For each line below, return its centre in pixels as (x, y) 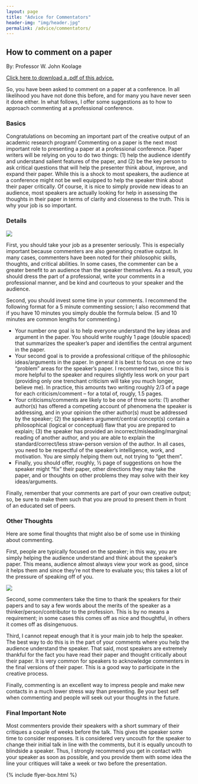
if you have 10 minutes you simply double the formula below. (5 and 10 (92, 313)
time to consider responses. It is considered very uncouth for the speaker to (99, 738)
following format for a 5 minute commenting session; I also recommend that (98, 306)
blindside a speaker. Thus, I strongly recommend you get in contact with (94, 751)
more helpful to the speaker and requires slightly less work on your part (102, 375)
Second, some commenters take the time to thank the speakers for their (94, 599)
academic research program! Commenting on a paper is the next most (92, 143)
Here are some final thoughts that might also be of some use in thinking (93, 534)
